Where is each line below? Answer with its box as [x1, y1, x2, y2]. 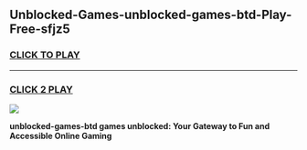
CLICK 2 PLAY [9, 83, 73, 95]
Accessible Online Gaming [9, 130, 112, 141]
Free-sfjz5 [9, 22, 70, 37]
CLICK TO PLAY [9, 49, 80, 62]
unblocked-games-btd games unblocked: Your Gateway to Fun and [9, 120, 270, 131]
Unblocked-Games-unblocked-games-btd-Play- [9, 7, 292, 23]
